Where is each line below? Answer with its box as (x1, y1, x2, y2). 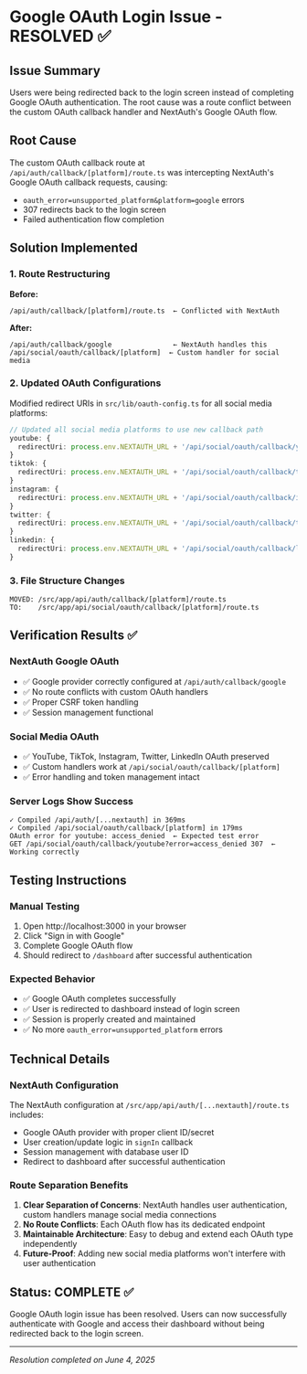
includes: (9, 1109, 44, 1121)
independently (22, 1239, 78, 1250)
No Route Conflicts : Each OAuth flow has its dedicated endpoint (22, 1219, 266, 1230)
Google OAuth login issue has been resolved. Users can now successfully (9, 1309, 288, 1320)
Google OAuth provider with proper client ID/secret (22, 1127, 215, 1138)
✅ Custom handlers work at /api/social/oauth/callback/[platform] (22, 762, 281, 772)
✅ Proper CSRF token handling (22, 697, 139, 708)
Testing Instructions (9, 872, 127, 888)
